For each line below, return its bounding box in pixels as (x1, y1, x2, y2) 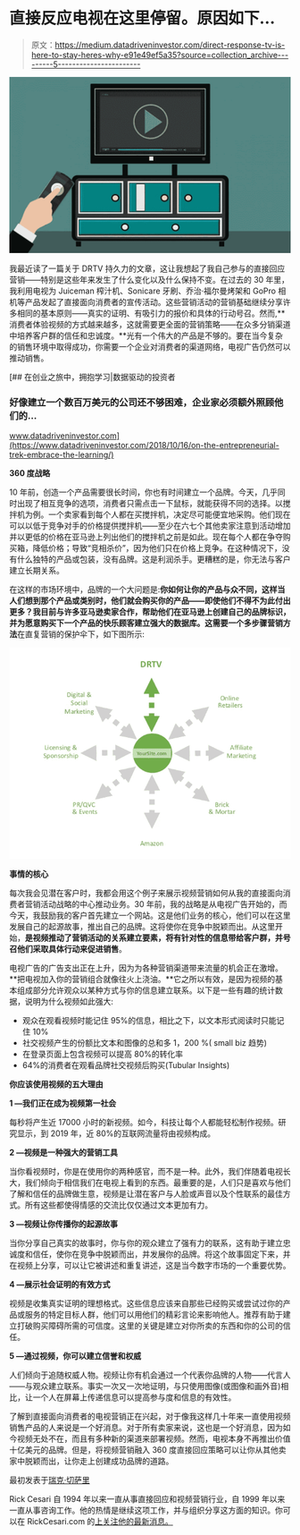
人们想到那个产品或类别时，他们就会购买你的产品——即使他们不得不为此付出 (9, 596, 291, 606)
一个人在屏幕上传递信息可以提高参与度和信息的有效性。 (32, 1392, 237, 1403)
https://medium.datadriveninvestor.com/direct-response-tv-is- (54, 39, 286, 50)
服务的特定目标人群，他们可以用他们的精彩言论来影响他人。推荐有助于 (24, 1310, 283, 1320)
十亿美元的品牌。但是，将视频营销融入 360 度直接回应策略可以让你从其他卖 (9, 1445, 287, 1455)
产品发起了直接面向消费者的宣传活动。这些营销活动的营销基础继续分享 (24, 296, 283, 307)
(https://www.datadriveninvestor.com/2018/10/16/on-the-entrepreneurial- (9, 440, 279, 451)
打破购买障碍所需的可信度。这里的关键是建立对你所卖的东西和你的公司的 (16, 1320, 283, 1331)
